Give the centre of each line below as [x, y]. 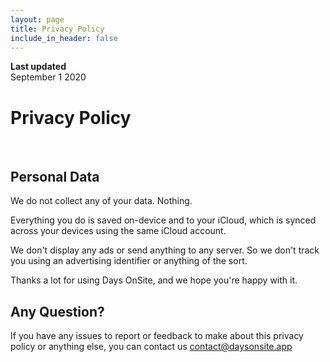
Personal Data [55, 176]
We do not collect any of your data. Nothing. [101, 201]
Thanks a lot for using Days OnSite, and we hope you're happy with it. [154, 280]
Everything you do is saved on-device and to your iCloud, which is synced [163, 220]
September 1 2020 [48, 77]
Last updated [38, 67]
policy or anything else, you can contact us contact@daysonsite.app [151, 346]
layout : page [37, 19]
